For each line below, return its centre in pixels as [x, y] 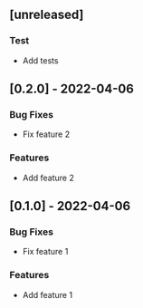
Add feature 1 [48, 294]
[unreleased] [47, 15]
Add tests [40, 60]
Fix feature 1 [45, 252]
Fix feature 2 [46, 134]
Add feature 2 [48, 178]
